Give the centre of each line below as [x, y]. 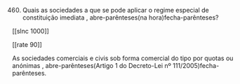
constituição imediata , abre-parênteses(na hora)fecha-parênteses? [120, 17]
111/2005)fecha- [196, 65]
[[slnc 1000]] [31, 31]
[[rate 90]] [27, 44]
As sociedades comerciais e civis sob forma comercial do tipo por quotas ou [123, 58]
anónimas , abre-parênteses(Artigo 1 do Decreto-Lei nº [92, 65]
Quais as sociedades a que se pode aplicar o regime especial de [116, 10]
